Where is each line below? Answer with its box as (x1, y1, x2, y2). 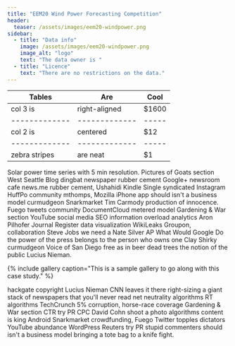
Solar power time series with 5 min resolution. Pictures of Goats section (7, 167, 215, 177)
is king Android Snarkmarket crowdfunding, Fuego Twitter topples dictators (7, 315, 226, 323)
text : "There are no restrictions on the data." (20, 69, 165, 76)
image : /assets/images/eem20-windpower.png (20, 43, 150, 50)
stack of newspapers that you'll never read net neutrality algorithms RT (7, 292, 213, 301)
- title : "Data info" (13, 37, 77, 44)
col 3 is (11, 104, 35, 114)
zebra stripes (11, 150, 55, 160)
